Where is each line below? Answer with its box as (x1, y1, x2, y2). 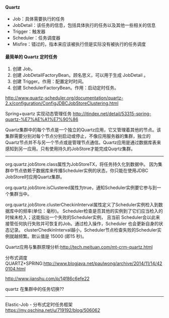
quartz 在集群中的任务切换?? (5, 286, 64, 292)
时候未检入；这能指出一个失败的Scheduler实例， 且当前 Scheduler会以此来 (5, 214, 160, 220)
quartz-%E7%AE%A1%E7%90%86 (5, 116, 78, 122)
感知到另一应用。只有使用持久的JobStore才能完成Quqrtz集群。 (5, 146, 136, 152)
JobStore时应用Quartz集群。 (5, 174, 65, 180)
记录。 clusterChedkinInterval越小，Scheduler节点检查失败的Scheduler (9, 227, 157, 233)
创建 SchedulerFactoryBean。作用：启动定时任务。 (12, 85, 119, 91)
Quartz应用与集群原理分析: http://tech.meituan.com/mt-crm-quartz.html (5, 244, 153, 250)
